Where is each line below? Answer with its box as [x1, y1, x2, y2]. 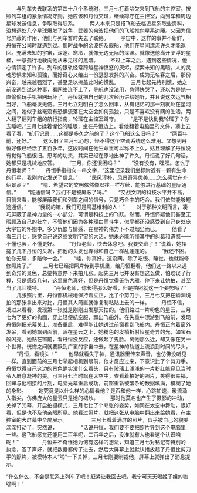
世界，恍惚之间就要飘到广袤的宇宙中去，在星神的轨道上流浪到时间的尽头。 [11, 343, 191, 350]
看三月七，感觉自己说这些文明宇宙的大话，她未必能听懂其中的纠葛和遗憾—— [6, 233, 191, 240]
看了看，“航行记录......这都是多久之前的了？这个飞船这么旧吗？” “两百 [6, 130, 183, 137]
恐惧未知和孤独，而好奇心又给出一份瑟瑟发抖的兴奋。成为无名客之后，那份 [11, 71, 191, 78]
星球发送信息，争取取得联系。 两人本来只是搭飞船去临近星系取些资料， [6, 20, 188, 26]
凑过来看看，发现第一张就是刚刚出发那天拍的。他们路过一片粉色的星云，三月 [6, 306, 191, 313]
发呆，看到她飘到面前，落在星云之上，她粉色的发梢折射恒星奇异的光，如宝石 [6, 328, 191, 335]
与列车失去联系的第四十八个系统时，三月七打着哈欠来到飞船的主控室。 [16, 5, 186, 12]
